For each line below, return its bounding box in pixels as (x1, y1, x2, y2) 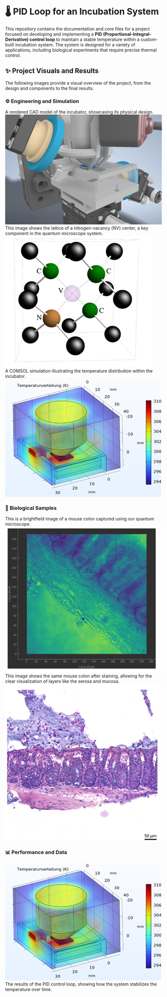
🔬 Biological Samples (5, 504, 57, 511)
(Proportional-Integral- (102, 31, 152, 37)
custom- (140, 36, 158, 42)
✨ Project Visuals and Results (5, 67, 99, 75)
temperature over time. (5, 986, 52, 992)
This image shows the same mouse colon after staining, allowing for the (5, 673, 153, 679)
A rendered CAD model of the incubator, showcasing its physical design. (5, 109, 154, 115)
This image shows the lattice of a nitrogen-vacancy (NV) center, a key (5, 225, 149, 231)
